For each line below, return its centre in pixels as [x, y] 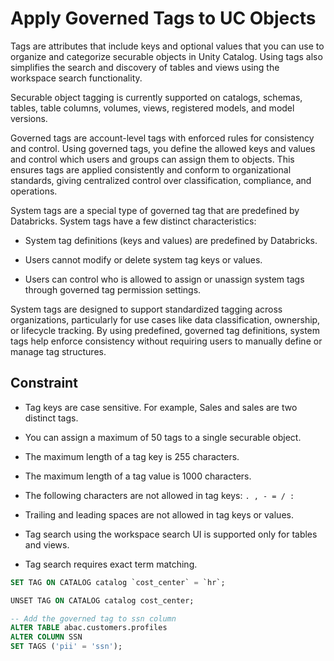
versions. [29, 118]
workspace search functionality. [76, 78]
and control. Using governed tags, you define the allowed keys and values [163, 148]
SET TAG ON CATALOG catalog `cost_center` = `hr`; [118, 582]
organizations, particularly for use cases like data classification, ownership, [165, 319]
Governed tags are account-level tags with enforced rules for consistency [162, 138]
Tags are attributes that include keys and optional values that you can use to [167, 46]
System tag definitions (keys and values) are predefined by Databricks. [171, 240]
